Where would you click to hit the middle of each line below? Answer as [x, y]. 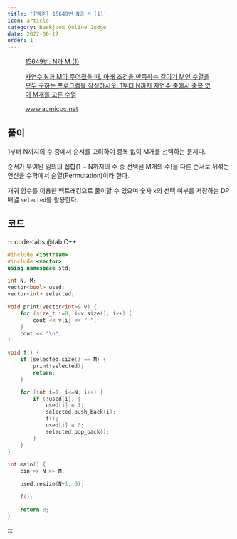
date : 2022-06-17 [33, 34]
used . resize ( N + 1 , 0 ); [52, 484]
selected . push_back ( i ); [80, 412]
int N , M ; [22, 281]
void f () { [23, 353]
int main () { [27, 465]
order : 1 [20, 41]
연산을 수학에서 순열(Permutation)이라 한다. [68, 175]
